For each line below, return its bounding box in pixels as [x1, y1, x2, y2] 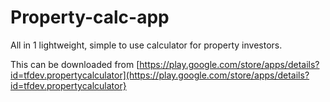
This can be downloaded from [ [10, 58, 140, 70]
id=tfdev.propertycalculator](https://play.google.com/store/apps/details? [10, 69, 310, 81]
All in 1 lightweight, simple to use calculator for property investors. [10, 39, 283, 51]
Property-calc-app [10, 6, 170, 29]
